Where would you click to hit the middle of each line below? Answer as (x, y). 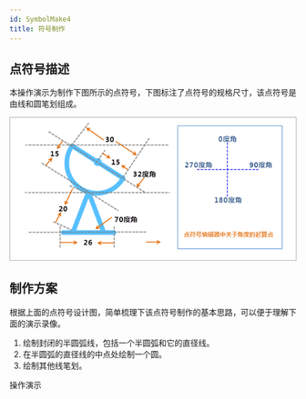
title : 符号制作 (37, 29)
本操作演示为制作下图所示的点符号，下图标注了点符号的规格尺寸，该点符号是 (153, 93)
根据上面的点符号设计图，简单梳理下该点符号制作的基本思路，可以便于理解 (149, 312)
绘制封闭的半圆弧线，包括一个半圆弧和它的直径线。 (118, 343)
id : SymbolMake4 (40, 19)
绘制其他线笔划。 (55, 365)
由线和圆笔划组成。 (46, 104)
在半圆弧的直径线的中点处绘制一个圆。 (94, 354)
